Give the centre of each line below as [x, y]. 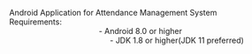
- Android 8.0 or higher [141, 31]
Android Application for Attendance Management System [113, 13]
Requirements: [35, 22]
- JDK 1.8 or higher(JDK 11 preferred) [177, 40]
